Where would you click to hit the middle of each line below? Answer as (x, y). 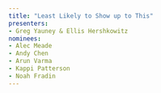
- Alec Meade (30, 46)
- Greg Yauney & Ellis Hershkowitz (68, 31)
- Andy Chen (28, 53)
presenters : (28, 23)
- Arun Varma (30, 61)
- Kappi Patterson (39, 69)
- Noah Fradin (32, 76)
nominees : (25, 38)
